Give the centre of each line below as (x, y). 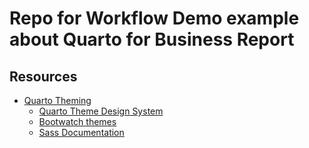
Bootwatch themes (77, 121)
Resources (43, 76)
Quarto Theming (57, 100)
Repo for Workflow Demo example (154, 18)
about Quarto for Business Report (152, 39)
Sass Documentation (81, 132)
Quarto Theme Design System (101, 111)
